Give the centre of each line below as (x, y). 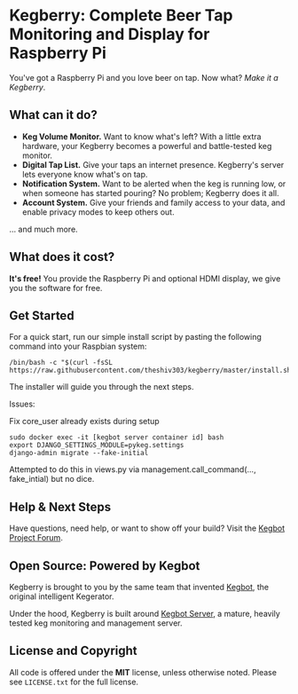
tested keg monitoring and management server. (96, 623)
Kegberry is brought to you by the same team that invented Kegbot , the (139, 587)
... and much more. (43, 229)
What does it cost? (62, 257)
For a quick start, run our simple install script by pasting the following (135, 337)
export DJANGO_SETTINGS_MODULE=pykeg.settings (97, 446)
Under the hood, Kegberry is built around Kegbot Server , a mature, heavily (145, 614)
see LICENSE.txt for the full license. (74, 682)
